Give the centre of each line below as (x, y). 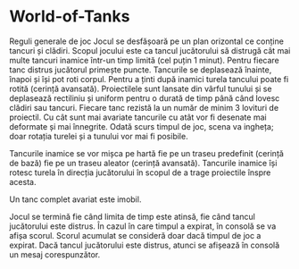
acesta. (23, 181)
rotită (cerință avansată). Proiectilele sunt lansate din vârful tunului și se (141, 88)
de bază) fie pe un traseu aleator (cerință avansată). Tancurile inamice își (143, 163)
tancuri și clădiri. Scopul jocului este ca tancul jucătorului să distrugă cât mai (150, 50)
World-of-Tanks (70, 17)
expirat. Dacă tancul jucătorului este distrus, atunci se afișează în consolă (145, 245)
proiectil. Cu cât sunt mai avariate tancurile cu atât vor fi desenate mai (138, 117)
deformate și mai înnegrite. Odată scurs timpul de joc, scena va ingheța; (141, 126)
